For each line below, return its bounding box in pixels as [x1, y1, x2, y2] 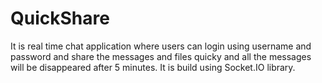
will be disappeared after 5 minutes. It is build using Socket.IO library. [10, 61, 296, 73]
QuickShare [10, 7, 110, 30]
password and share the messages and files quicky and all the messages [10, 50, 312, 62]
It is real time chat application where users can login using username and [10, 40, 312, 52]
